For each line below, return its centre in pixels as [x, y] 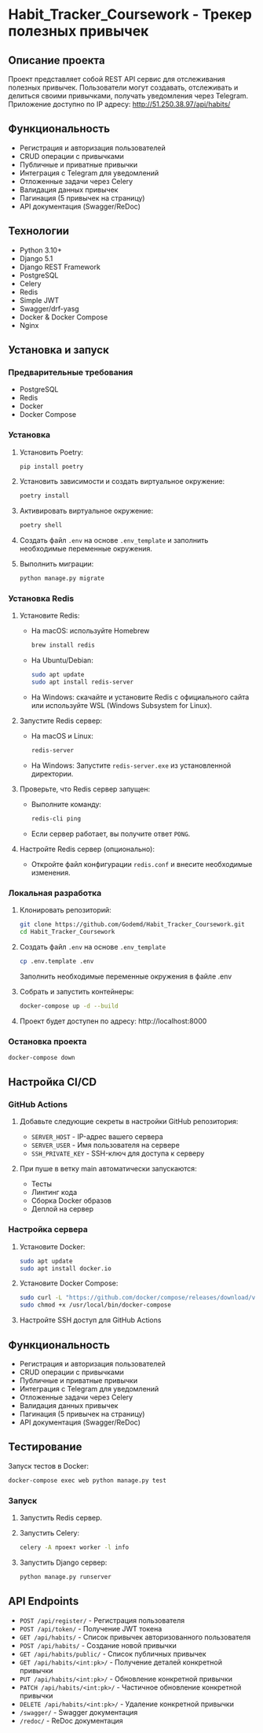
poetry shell [41, 525]
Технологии [38, 231]
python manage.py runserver [65, 1576]
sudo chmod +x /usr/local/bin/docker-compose [95, 1305]
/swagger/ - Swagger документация [79, 1712]
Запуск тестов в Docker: [48, 1466]
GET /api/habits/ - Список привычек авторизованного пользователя [135, 1637]
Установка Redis [41, 599]
